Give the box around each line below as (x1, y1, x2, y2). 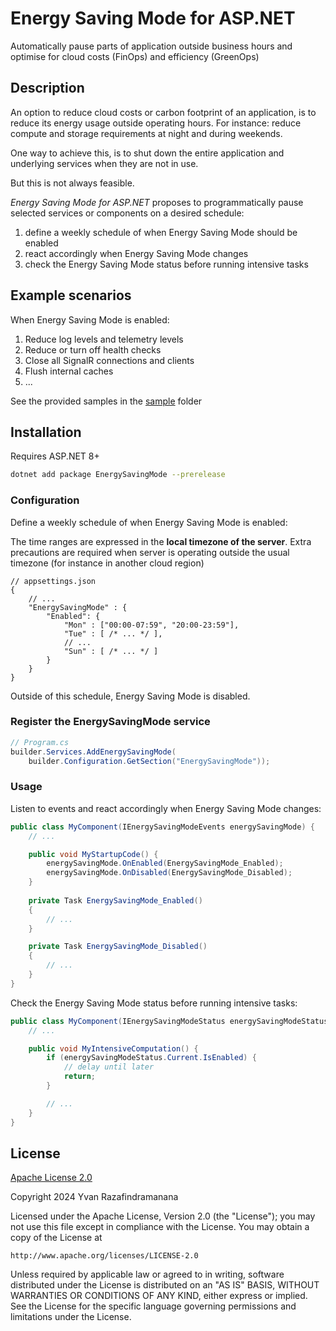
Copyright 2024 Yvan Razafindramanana (10, 1191, 179, 1203)
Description (10, 80, 85, 97)
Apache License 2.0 (10, 1172, 93, 1184)
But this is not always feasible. (10, 177, 135, 189)
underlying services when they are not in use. (10, 157, 199, 169)
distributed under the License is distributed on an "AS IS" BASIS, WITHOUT (10, 1279, 320, 1291)
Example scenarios (10, 287, 132, 304)
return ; (63, 1072, 97, 1082)
